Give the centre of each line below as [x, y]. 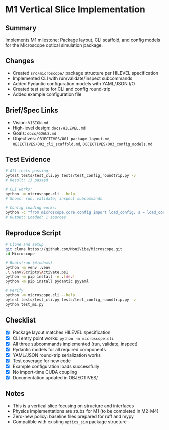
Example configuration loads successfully [56, 366]
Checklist [21, 320]
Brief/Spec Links [32, 110]
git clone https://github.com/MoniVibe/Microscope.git [64, 249]
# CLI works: [19, 189]
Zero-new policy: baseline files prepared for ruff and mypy [73, 416]
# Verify [14, 291]
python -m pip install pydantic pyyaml [47, 282]
